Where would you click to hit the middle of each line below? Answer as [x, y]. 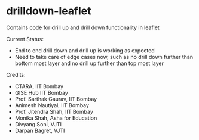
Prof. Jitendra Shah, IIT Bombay [54, 111]
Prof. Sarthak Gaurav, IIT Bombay [56, 99]
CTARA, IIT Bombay [39, 86]
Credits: [16, 74]
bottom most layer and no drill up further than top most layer [89, 63]
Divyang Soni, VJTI [38, 124]
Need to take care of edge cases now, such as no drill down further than [104, 57]
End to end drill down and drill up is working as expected [85, 50]
